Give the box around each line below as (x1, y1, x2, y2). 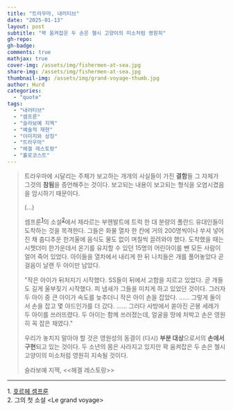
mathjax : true (7, 55, 49, 62)
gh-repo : (7, 36, 33, 43)
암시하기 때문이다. (31, 189, 80, 198)
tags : (7, 100, 23, 107)
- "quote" (13, 94, 42, 101)
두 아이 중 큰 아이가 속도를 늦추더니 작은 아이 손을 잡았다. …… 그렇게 (24, 292, 209, 301)
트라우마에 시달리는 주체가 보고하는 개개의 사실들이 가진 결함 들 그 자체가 (24, 171, 219, 180)
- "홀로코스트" (13, 152, 50, 159)
